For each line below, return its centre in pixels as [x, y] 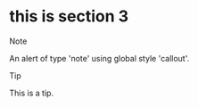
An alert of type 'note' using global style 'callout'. [99, 58]
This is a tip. [32, 93]
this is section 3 [69, 16]
